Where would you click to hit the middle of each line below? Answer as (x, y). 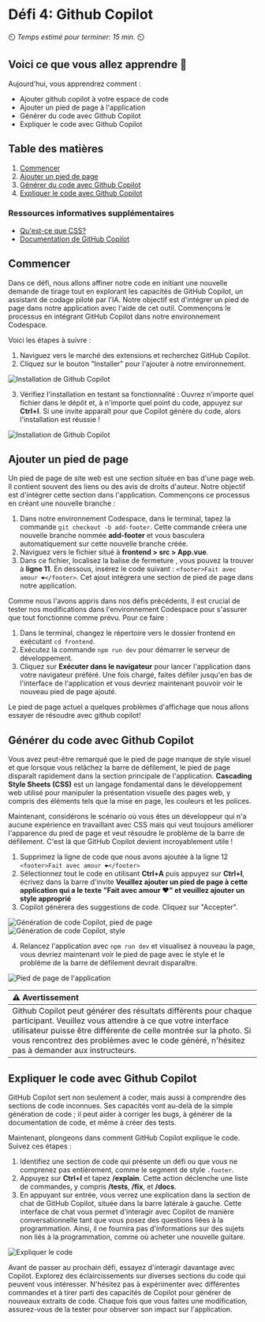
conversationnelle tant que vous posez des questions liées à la (121, 1220)
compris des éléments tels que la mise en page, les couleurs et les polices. (130, 801)
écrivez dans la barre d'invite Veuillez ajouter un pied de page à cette (134, 882)
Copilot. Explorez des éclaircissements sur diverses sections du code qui (127, 1276)
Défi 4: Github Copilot (81, 15)
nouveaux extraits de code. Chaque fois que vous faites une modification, (128, 1301)
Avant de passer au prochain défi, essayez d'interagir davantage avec (121, 1268)
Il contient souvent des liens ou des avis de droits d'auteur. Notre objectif (127, 487)
